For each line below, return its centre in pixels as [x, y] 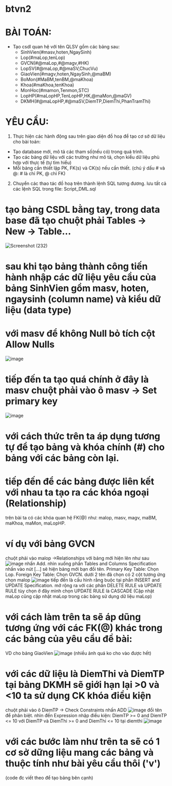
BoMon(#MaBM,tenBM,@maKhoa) [57, 80]
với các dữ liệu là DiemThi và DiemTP [85, 674]
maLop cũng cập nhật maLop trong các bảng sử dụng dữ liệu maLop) [79, 596]
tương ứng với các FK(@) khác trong [84, 628]
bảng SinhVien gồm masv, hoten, [77, 288]
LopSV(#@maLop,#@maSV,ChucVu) [59, 69]
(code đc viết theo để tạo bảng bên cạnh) [49, 778]
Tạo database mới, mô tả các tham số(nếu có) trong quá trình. [78, 152]
